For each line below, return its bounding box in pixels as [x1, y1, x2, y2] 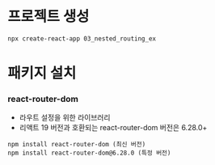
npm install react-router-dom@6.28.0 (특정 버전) [7, 149, 171, 158]
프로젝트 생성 [7, 7, 90, 26]
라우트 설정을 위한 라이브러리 [19, 112, 111, 122]
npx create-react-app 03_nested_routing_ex [7, 34, 157, 43]
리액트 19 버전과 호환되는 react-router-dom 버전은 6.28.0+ [19, 123, 208, 133]
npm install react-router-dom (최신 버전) [7, 141, 146, 149]
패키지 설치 [7, 64, 77, 82]
